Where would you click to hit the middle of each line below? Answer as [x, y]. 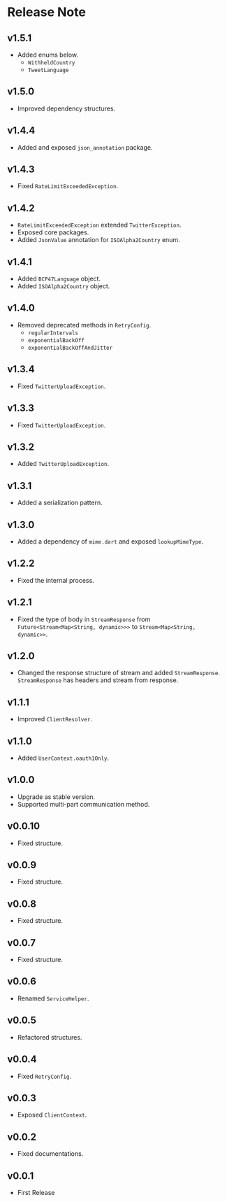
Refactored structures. [50, 1037]
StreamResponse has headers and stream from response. [98, 680]
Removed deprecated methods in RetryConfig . [84, 325]
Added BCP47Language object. [59, 279]
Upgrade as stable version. [56, 797]
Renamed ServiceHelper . [53, 998]
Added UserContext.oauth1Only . [63, 758]
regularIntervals [53, 333]
